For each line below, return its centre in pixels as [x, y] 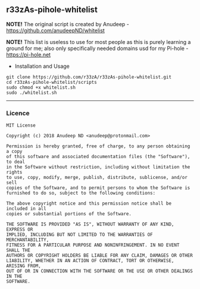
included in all [26, 209]
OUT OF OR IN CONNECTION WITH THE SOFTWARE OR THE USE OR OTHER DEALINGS [100, 271]
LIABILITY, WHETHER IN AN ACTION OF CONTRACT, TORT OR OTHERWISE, [90, 261]
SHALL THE [18, 250]
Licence [18, 113]
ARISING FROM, [24, 266]
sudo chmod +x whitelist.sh [41, 87]
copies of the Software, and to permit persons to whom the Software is [98, 188]
